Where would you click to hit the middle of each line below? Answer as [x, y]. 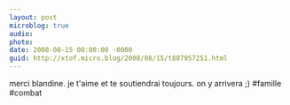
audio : [21, 34]
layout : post [33, 17]
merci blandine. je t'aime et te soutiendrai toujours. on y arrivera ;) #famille [145, 83]
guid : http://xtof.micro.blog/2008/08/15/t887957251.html [118, 58]
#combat [26, 93]
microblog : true [39, 26]
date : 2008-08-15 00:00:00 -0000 [71, 50]
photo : [21, 42]
